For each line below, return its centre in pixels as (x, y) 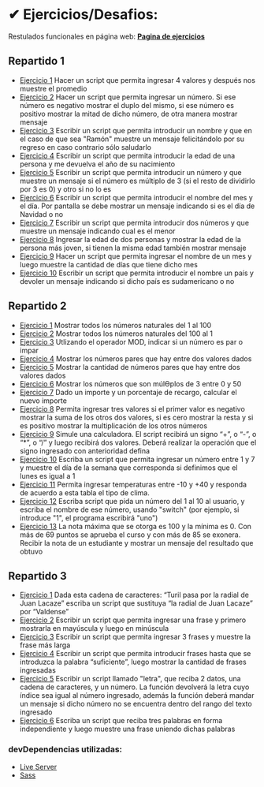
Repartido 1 (37, 61)
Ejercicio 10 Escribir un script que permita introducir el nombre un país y (137, 273)
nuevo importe (43, 401)
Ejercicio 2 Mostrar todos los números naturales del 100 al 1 (116, 334)
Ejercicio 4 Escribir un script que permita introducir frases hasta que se (135, 654)
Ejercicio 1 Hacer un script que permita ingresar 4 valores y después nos (138, 80)
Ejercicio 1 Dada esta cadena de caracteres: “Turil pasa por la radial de (134, 595)
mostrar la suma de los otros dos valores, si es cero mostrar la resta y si (136, 417)
